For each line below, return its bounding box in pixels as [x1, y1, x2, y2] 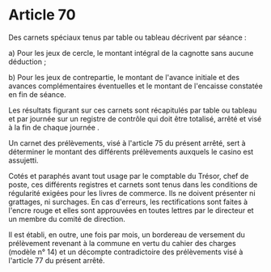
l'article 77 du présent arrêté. [8, 255, 105, 265]
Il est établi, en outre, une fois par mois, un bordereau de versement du [8, 229, 245, 240]
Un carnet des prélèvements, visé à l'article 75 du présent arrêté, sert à [8, 138, 246, 147]
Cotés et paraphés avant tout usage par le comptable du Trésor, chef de [8, 171, 249, 181]
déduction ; [8, 57, 47, 66]
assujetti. [8, 155, 39, 165]
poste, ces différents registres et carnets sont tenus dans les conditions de [8, 180, 258, 189]
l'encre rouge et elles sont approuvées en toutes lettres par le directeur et [8, 205, 254, 215]
